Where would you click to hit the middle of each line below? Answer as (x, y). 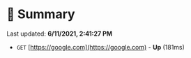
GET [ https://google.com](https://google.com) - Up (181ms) (101, 47)
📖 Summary (41, 14)
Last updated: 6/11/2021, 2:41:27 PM (60, 34)
